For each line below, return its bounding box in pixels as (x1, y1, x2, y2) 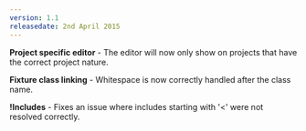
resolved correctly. (9, 111, 80, 122)
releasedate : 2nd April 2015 (9, 22, 121, 31)
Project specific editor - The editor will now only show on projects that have (9, 46, 298, 57)
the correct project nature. (9, 56, 109, 67)
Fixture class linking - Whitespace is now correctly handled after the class (9, 74, 291, 85)
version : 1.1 (9, 13, 59, 23)
